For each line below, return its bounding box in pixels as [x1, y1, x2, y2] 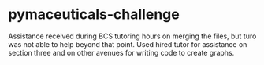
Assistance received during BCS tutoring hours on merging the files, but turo [8, 31, 257, 41]
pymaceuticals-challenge [8, 5, 180, 23]
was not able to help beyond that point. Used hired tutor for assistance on [8, 39, 247, 49]
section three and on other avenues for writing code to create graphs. [8, 48, 235, 57]
